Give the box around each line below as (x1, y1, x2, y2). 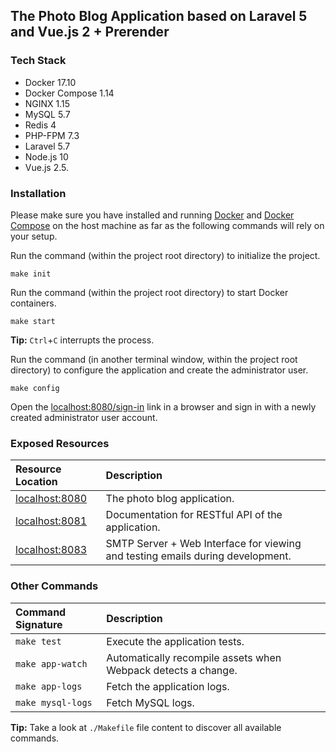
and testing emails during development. (105, 549, 292, 563)
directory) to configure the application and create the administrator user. (10, 364, 309, 376)
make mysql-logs (15, 697, 93, 708)
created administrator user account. (10, 411, 158, 423)
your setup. (10, 230, 58, 242)
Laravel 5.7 (24, 140, 71, 152)
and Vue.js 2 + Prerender (10, 24, 170, 41)
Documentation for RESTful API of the (105, 508, 283, 522)
